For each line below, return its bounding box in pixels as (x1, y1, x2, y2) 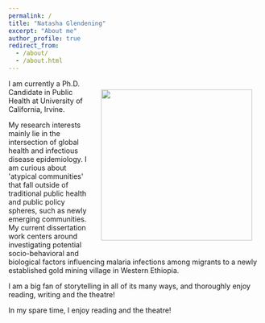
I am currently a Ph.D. (8, 78, 81, 89)
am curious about (8, 163, 67, 172)
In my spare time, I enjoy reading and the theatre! (8, 305, 172, 315)
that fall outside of (8, 180, 68, 189)
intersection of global (8, 137, 79, 147)
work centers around (8, 231, 78, 241)
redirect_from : (8, 42, 60, 50)
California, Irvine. (8, 104, 65, 114)
